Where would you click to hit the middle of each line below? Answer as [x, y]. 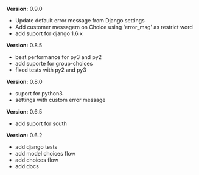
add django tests [36, 147]
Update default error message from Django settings [80, 20]
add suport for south [41, 123]
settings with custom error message [60, 100]
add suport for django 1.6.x [49, 33]
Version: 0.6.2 [24, 135]
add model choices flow [45, 153]
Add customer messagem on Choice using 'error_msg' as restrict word [104, 27]
